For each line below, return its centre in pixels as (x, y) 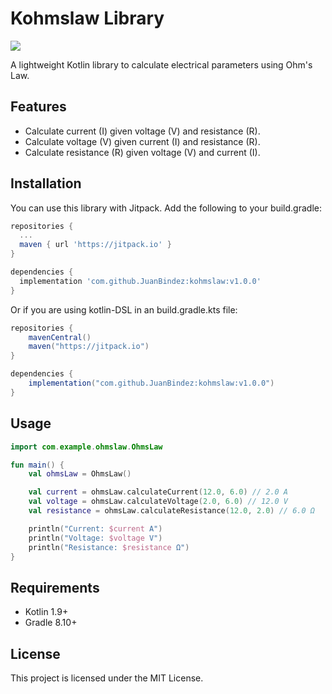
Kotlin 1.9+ (46, 612)
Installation (46, 183)
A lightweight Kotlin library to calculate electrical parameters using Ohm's (161, 64)
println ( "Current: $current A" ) (95, 528)
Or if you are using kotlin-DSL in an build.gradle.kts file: (124, 309)
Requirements (55, 587)
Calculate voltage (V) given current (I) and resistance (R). (142, 141)
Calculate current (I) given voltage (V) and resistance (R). (142, 131)
